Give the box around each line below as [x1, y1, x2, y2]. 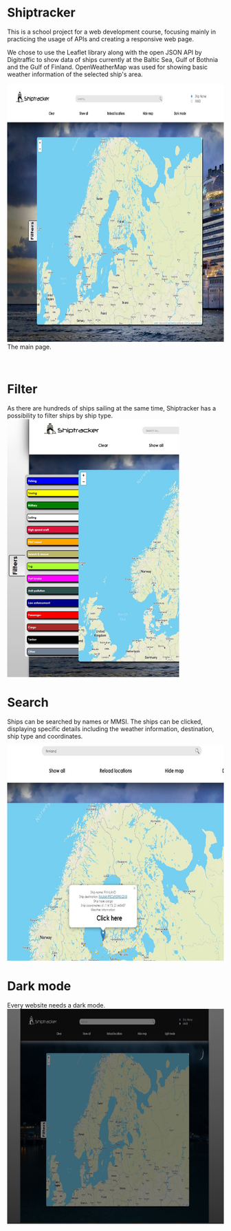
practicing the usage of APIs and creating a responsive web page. [7, 34, 195, 43]
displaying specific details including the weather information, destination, [7, 724, 214, 733]
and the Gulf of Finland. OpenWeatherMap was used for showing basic [7, 63, 208, 71]
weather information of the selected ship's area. [7, 70, 143, 78]
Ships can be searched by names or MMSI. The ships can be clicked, [7, 717, 203, 726]
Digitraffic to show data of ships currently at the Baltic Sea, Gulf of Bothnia [7, 55, 219, 63]
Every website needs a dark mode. [7, 1001, 105, 1009]
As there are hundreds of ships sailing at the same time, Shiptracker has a [7, 404, 217, 412]
